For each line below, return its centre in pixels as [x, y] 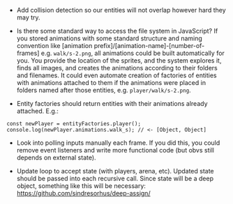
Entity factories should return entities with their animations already [112, 103]
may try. [28, 17]
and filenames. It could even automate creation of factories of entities [116, 75]
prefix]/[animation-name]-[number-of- [149, 46]
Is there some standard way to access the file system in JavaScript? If [117, 31]
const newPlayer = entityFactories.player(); [74, 124]
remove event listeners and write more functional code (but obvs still [115, 150]
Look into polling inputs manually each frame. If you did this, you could [118, 143]
